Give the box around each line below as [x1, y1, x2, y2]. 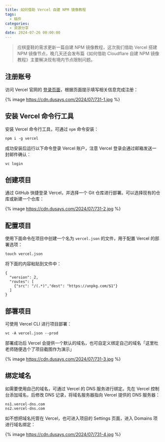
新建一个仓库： [13, 196, 44, 202]
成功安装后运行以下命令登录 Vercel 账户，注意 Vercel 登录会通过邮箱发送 [5, 145, 153, 151]
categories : [5, 21, 30, 26]
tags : [5, 12, 16, 17]
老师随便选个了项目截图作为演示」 [5, 346, 74, 352]
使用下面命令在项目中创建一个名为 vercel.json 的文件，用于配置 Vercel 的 [5, 236, 155, 241]
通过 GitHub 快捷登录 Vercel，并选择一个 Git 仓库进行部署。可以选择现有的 [5, 190, 156, 196]
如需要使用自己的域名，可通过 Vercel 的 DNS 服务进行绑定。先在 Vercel [5, 386, 150, 392]
